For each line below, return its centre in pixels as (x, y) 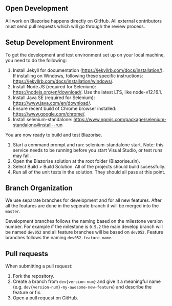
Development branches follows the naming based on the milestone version (84, 221)
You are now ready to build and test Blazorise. (54, 135)
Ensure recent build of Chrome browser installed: (64, 108)
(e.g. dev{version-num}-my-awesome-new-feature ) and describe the (82, 287)
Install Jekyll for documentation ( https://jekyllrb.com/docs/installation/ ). (88, 70)
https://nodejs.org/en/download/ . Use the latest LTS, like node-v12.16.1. (88, 92)
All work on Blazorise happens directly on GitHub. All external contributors (84, 21)
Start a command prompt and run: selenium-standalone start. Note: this (88, 145)
